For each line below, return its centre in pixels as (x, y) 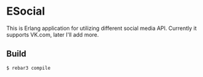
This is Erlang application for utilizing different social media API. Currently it (102, 28)
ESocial (26, 11)
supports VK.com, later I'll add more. (53, 34)
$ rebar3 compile (29, 68)
